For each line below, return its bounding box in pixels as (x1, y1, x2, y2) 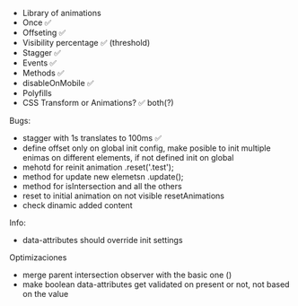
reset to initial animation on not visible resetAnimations (22, 190, 224, 201)
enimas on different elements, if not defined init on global (22, 153, 234, 162)
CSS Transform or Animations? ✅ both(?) (22, 98, 174, 108)
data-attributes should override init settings (22, 235, 183, 245)
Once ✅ (22, 17, 52, 28)
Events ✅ (22, 57, 57, 68)
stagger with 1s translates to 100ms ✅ (22, 133, 162, 143)
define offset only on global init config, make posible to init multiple (22, 143, 271, 153)
